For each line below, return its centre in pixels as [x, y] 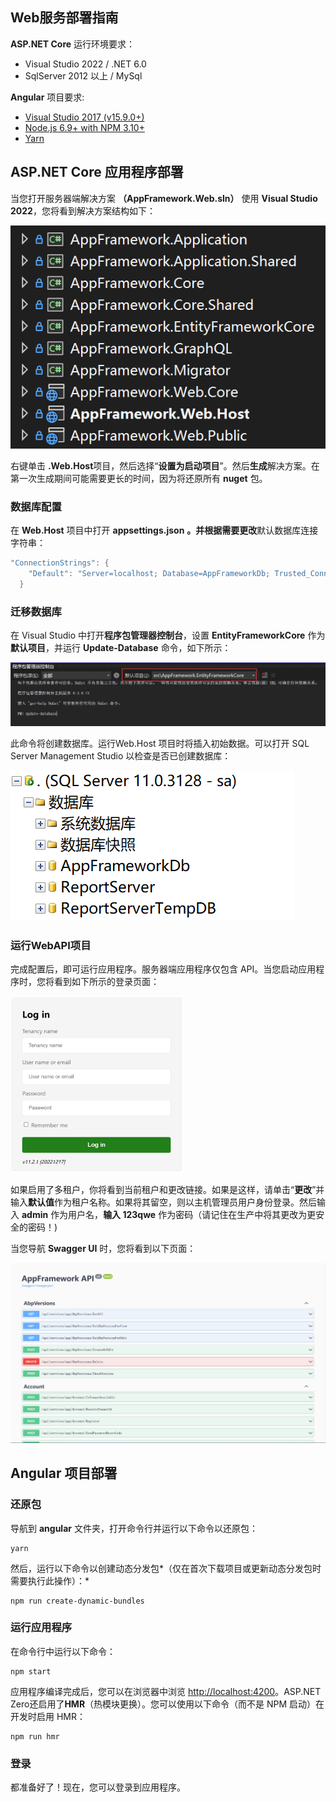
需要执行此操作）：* [50, 1580]
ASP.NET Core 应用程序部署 [97, 172]
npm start [31, 1671]
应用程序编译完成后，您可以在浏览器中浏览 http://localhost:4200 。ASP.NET [166, 1691]
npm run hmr [35, 1736]
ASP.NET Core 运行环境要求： [73, 44]
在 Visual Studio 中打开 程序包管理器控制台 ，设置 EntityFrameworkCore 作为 [168, 635]
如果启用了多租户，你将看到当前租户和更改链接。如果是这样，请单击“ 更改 [161, 1189]
